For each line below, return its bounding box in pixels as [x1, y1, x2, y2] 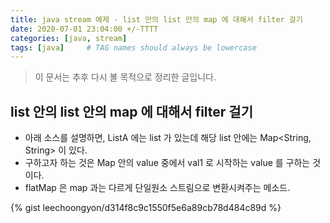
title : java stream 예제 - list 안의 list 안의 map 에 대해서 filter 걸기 [10, 14, 303, 25]
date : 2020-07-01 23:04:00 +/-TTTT [10, 24, 159, 34]
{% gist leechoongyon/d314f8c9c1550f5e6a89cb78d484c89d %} [10, 202, 282, 214]
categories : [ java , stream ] [10, 33, 128, 43]
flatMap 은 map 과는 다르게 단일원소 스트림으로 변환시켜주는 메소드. [24, 182, 291, 194]
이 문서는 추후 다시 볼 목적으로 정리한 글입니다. [34, 71, 217, 83]
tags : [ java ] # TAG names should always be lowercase [10, 42, 257, 53]
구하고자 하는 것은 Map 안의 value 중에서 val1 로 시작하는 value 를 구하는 [24, 157, 311, 169]
